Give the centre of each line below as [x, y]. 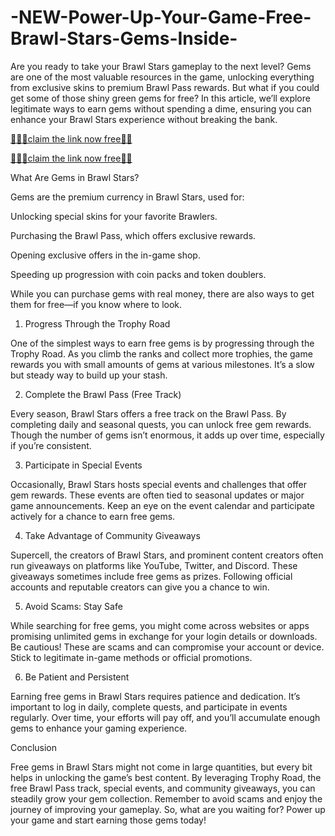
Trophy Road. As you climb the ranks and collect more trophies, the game [161, 353]
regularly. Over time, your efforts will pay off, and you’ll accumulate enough [165, 717]
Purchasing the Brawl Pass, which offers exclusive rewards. [133, 235]
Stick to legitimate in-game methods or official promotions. [131, 657]
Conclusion [34, 747]
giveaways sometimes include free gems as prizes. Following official [151, 576]
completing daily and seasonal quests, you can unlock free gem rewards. [161, 424]
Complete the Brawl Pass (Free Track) [103, 394]
